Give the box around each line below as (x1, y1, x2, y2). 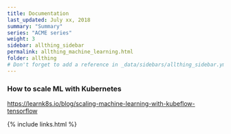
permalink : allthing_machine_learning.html (7, 49, 134, 56)
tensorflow (7, 107, 38, 115)
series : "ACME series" (7, 29, 72, 36)
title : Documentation (7, 10, 69, 17)
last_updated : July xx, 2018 (7, 16, 91, 23)
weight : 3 (7, 36, 36, 43)
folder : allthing (7, 55, 57, 62)
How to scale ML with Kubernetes (7, 84, 122, 93)
